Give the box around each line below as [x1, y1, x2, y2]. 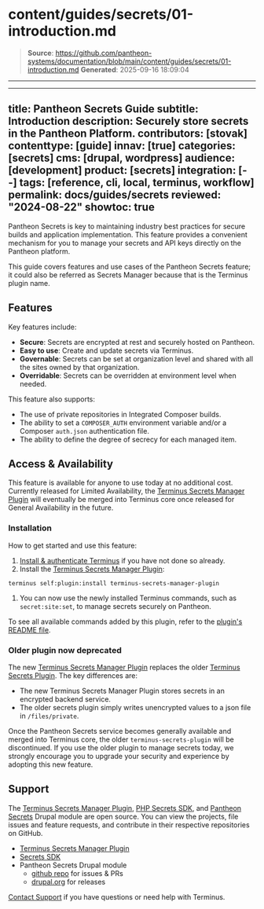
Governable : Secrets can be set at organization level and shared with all [19, 354, 254, 363]
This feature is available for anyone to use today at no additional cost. [8, 478, 233, 488]
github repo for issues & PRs [31, 868, 123, 878]
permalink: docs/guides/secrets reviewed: [8, 189, 222, 202]
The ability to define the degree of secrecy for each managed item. [19, 434, 237, 444]
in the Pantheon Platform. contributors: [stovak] [8, 127, 248, 141]
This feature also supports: [8, 394, 96, 404]
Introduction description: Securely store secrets [8, 115, 249, 128]
